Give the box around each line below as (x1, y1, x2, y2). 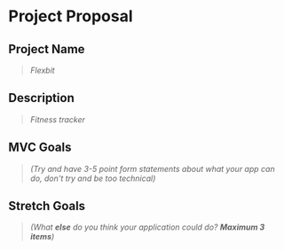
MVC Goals (8, 140, 72, 155)
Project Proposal (8, 6, 134, 27)
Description (8, 90, 75, 105)
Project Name (8, 42, 85, 57)
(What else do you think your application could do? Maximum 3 (29, 222, 265, 232)
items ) (29, 231, 55, 242)
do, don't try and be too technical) (29, 173, 156, 184)
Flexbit (29, 65, 55, 75)
